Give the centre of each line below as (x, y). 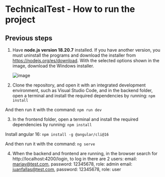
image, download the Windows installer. (53, 66)
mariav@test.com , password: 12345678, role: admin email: (72, 164)
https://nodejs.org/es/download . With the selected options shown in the (86, 60)
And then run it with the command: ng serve (50, 144)
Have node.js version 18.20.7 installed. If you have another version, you (86, 50)
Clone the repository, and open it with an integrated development (79, 85)
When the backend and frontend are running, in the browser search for (85, 153)
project (20, 20)
